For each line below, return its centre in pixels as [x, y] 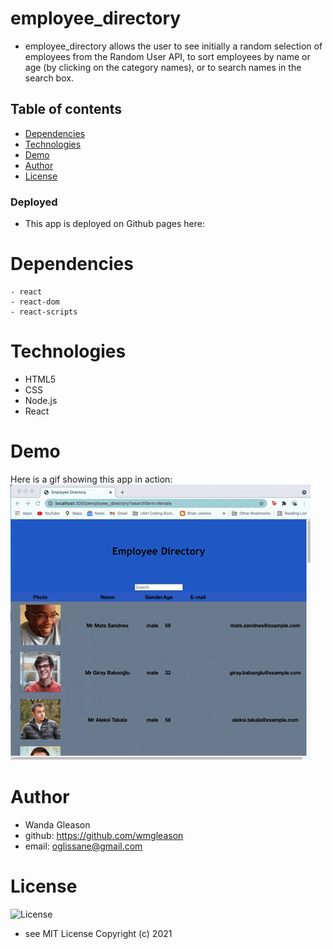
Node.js [41, 400]
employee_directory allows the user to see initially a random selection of [173, 46]
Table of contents [66, 109]
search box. [49, 78]
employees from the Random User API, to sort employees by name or [167, 56]
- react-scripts [44, 312]
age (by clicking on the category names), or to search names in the [163, 67]
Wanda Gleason [57, 824]
